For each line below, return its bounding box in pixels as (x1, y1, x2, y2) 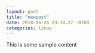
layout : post (6, 8, 39, 15)
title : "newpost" (6, 14, 50, 20)
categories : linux (6, 25, 52, 31)
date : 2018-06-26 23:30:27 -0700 (6, 19, 90, 25)
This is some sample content (6, 41, 77, 48)
